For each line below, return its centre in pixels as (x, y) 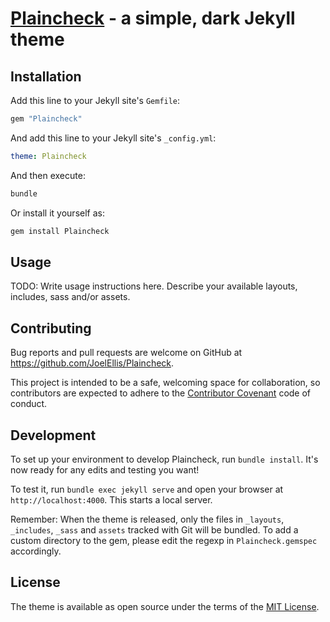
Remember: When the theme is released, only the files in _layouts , (147, 519)
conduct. (29, 404)
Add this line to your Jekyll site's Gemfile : (95, 100)
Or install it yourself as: (57, 213)
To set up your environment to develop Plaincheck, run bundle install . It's (164, 459)
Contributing (51, 328)
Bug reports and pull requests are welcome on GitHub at (126, 353)
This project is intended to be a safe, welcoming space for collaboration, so (165, 383)
